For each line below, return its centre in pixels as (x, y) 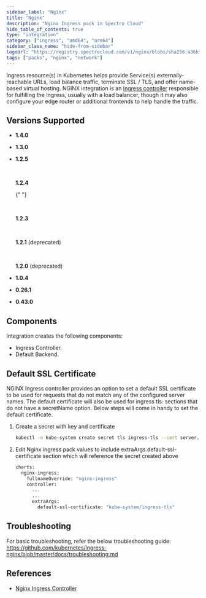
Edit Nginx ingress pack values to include (67, 449)
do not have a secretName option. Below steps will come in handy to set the (102, 408)
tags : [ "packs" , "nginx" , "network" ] (55, 58)
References (29, 574)
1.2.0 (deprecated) (39, 266)
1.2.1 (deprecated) (38, 243)
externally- (170, 75)
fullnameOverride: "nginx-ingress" (72, 479)
